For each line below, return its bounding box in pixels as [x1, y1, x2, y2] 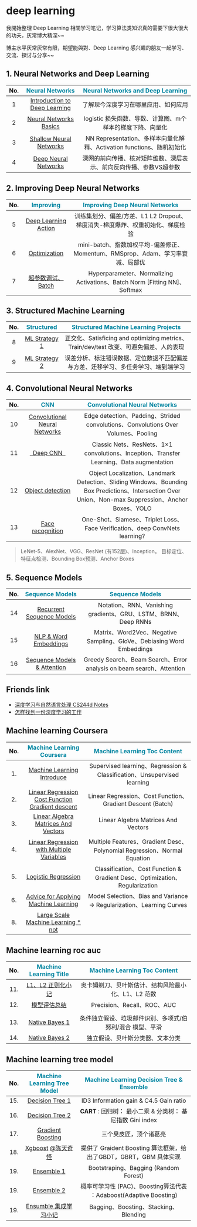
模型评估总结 [31, 1001, 67, 1009]
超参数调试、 [28, 274, 64, 282]
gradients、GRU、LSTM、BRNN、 [87, 610, 183, 618]
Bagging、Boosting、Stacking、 [89, 1203, 179, 1211]
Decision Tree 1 [27, 1096, 72, 1105]
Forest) [124, 1172, 144, 1180]
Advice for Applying [26, 892, 81, 900]
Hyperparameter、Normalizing [88, 269, 173, 277]
